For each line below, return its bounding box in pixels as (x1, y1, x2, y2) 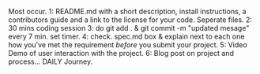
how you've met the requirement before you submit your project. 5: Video (8, 40, 247, 50)
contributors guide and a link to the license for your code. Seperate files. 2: (8, 15, 253, 24)
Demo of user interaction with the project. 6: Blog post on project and (8, 49, 235, 57)
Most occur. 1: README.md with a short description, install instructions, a (8, 7, 247, 16)
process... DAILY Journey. (8, 57, 93, 66)
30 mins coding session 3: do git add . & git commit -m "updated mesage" (8, 24, 250, 32)
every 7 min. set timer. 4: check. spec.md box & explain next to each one (8, 31, 245, 41)
